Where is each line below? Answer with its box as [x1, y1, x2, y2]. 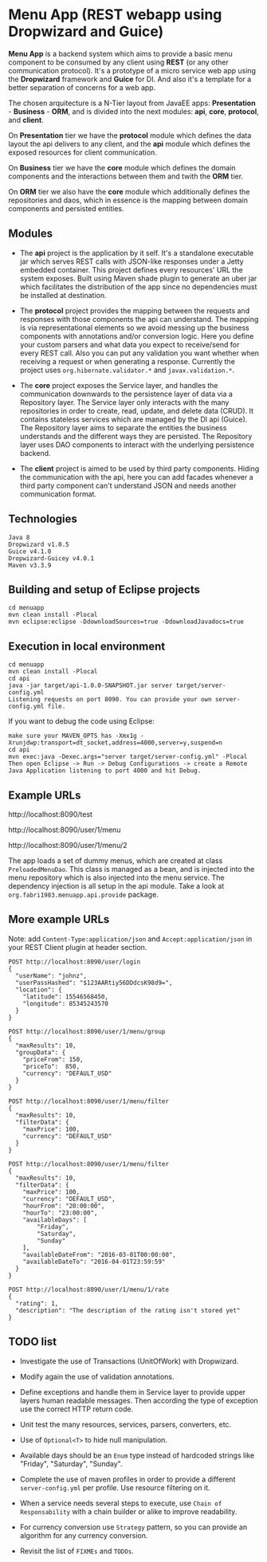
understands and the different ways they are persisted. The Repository [19, 431, 253, 441]
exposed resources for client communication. [8, 147, 157, 157]
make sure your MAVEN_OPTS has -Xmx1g [8, 732, 137, 740]
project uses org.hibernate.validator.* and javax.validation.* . [19, 365, 235, 375]
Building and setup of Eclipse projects [8, 583, 201, 596]
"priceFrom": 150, [22, 1055, 84, 1063]
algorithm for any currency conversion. [19, 1530, 148, 1540]
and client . [8, 115, 44, 124]
